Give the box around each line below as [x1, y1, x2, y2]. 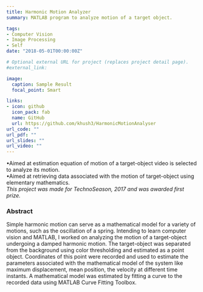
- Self [6, 42, 23, 49]
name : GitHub [12, 115, 45, 121]
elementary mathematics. [6, 179, 70, 186]
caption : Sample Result [12, 81, 72, 87]
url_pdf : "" [6, 132, 36, 138]
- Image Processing [6, 37, 56, 43]
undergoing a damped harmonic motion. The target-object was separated [6, 240, 191, 248]
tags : [6, 25, 20, 32]
